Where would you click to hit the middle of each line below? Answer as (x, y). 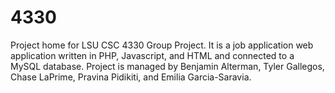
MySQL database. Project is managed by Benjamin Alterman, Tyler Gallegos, (167, 66)
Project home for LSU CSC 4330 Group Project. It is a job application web (162, 45)
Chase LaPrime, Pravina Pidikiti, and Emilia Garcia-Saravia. (131, 77)
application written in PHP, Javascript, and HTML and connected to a (152, 55)
